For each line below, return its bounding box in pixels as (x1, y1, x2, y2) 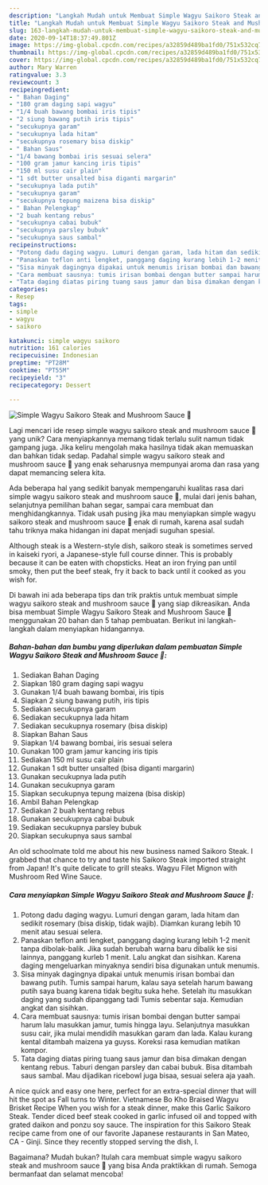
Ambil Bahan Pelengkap (20, 797, 99, 807)
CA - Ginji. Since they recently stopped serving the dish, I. (9, 1137, 200, 1147)
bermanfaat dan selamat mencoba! (9, 1169, 124, 1179)
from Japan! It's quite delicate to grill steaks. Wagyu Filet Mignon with (9, 863, 238, 873)
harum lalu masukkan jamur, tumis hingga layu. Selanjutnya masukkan (20, 1020, 250, 1030)
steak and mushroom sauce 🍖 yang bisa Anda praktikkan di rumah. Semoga (9, 1161, 258, 1171)
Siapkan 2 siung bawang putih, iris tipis (20, 696, 150, 705)
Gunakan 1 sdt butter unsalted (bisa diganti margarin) (20, 763, 196, 773)
